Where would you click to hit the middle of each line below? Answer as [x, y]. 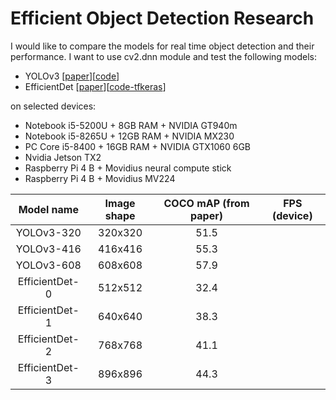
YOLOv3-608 [48, 265]
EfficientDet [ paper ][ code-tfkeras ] [95, 86]
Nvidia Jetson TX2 [63, 157]
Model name [48, 209]
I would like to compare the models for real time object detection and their [162, 46]
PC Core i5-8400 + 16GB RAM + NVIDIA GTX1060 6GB [137, 146]
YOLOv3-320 [48, 232]
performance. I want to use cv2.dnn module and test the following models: [164, 56]
